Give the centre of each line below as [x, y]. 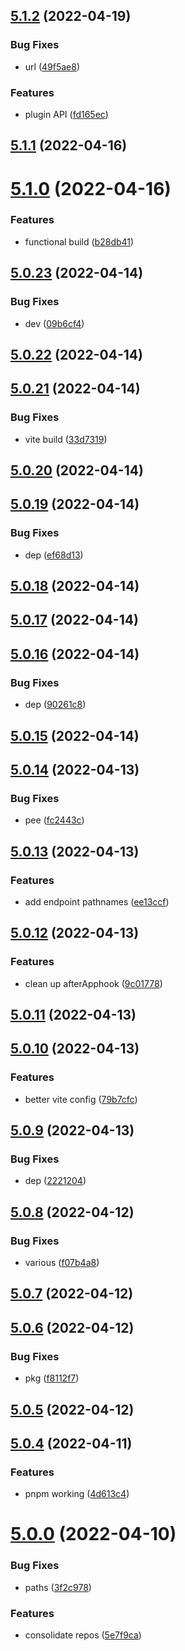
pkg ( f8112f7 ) [52, 1378]
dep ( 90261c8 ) [55, 705]
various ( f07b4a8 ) [62, 1263]
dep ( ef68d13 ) [54, 555]
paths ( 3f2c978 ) [58, 1587]
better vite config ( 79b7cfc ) [81, 1099]
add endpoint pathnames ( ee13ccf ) [97, 901]
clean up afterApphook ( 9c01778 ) [93, 983]
